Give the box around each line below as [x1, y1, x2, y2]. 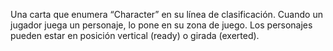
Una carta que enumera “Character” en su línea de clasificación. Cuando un [10, 9, 323, 20]
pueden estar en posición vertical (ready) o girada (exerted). [10, 30, 260, 41]
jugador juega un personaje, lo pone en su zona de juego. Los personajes [10, 19, 313, 31]
